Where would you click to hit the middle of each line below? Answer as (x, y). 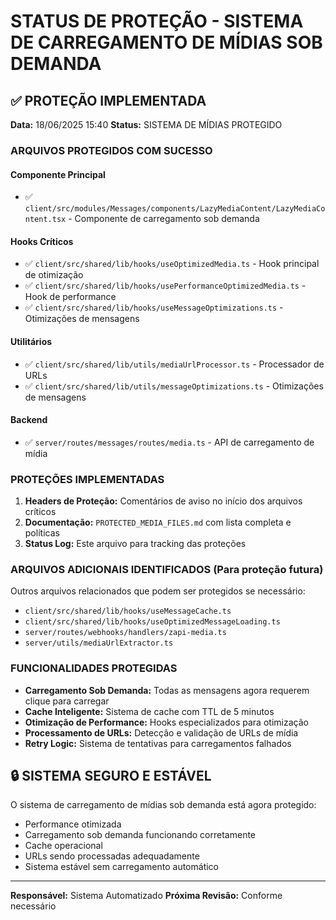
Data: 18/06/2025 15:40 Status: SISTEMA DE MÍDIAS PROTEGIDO (146, 124)
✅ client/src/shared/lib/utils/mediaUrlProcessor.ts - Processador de (174, 364)
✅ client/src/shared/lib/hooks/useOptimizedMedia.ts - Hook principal (172, 264)
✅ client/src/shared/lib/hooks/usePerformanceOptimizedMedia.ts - (165, 286)
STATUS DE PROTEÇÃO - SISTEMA (157, 21)
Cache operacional (63, 846)
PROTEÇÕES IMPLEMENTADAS (87, 479)
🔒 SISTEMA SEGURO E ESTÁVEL (111, 776)
